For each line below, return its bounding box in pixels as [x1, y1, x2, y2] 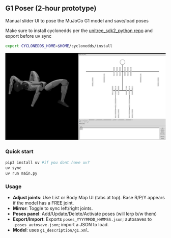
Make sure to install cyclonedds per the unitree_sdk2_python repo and [5, 28, 153, 34]
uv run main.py [5, 171, 38, 176]
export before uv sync [5, 33, 52, 39]
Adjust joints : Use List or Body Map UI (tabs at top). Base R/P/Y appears [12, 195, 165, 201]
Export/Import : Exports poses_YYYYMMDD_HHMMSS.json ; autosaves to [12, 216, 152, 222]
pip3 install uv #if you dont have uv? [5, 160, 90, 165]
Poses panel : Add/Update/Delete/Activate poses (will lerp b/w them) [12, 211, 157, 217]
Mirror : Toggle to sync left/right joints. [12, 205, 93, 211]
